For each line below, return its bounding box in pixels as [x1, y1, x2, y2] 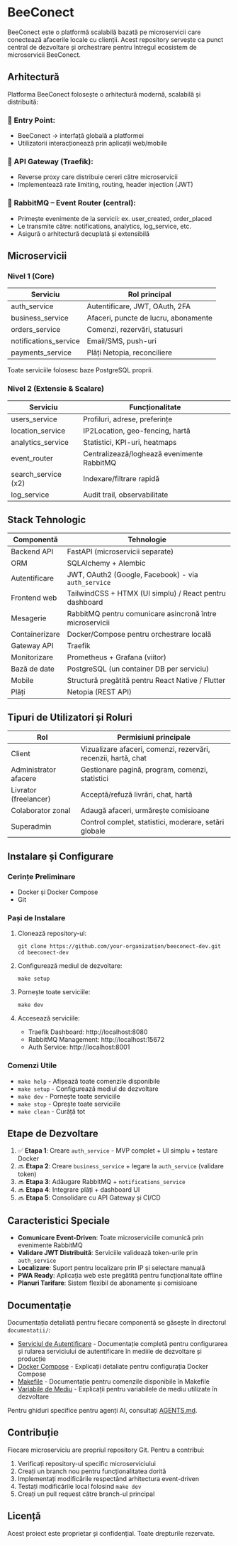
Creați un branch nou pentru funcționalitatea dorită [17, 1467, 166, 1475]
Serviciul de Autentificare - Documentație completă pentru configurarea [17, 1339, 228, 1347]
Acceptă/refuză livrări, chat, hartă [80, 790, 193, 800]
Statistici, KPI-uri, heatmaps [83, 437, 177, 447]
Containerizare [11, 630, 60, 640]
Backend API [11, 547, 54, 556]
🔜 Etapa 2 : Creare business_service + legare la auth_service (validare [17, 1162, 225, 1170]
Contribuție [7, 1426, 59, 1439]
